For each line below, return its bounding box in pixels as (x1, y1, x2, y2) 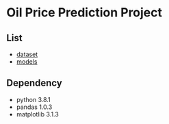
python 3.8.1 (16, 95, 51, 103)
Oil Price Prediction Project (6, 5, 162, 21)
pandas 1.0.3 (16, 103, 53, 111)
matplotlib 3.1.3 (16, 110, 59, 118)
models (16, 58, 38, 66)
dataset (16, 50, 38, 58)
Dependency (6, 77, 62, 89)
